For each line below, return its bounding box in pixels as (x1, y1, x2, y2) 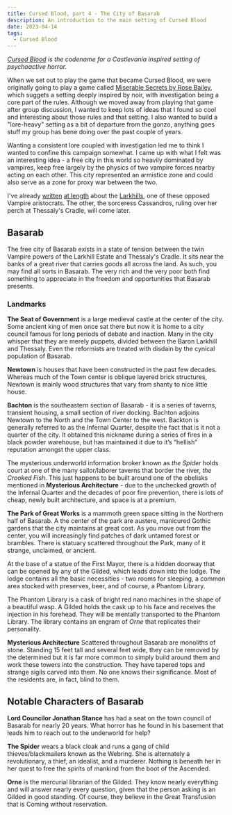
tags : (7, 29, 23, 37)
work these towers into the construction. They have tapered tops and (7, 661, 205, 669)
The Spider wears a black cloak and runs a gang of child (7, 742, 169, 751)
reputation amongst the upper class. (7, 446, 111, 454)
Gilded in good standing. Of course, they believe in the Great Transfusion (7, 793, 217, 801)
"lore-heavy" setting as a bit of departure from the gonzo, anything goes (7, 120, 215, 129)
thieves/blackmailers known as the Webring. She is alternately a (7, 750, 190, 758)
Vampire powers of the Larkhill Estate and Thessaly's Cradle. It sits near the (7, 252, 224, 261)
